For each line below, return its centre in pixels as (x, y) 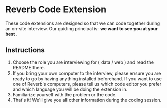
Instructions (25, 50)
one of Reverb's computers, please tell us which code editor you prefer (87, 84)
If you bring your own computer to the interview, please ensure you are (87, 73)
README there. (29, 67)
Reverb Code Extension (56, 9)
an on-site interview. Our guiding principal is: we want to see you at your (82, 28)
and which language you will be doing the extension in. (70, 89)
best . (11, 34)
